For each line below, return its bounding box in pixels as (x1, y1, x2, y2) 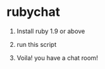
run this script (16, 40, 57, 48)
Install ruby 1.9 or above (16, 27, 86, 35)
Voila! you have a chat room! (16, 53, 99, 62)
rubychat (6, 4, 60, 20)
